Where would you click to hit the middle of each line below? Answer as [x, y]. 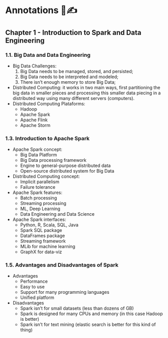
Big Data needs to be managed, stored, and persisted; [77, 71]
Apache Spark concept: [37, 149]
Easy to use [32, 287]
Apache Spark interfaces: [39, 220]
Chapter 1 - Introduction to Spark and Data [73, 32]
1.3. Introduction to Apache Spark [47, 138]
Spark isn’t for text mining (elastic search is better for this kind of [88, 325]
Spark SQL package [41, 230]
